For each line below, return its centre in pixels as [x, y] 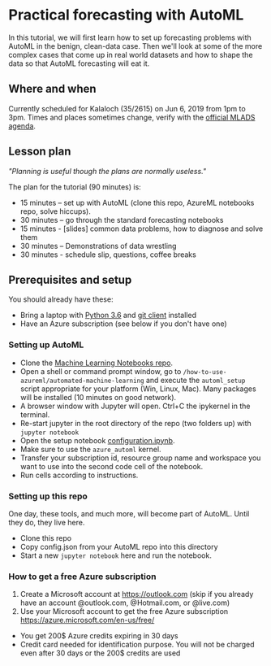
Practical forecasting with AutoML [126, 15]
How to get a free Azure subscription [82, 577]
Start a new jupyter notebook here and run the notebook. [116, 555]
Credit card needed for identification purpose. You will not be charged [137, 645]
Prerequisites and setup [70, 279]
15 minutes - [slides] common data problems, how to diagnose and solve [142, 229]
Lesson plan [40, 152]
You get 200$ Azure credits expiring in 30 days [99, 636]
